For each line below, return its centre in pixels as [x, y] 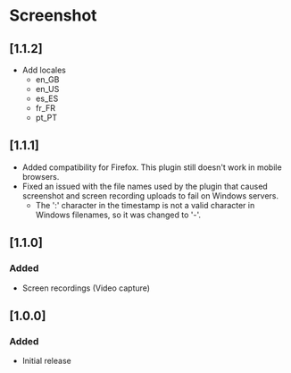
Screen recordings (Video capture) [86, 288]
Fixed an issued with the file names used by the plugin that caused [145, 186]
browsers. [41, 176]
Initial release [46, 361]
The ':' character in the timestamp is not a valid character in [145, 205]
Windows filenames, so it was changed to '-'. [118, 215]
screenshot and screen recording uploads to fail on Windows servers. [150, 195]
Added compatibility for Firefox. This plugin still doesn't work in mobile [152, 167]
